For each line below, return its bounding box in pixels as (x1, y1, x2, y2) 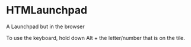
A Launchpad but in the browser (6, 23, 85, 30)
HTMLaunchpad (6, 4, 88, 17)
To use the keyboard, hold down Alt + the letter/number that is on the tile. (6, 34, 186, 41)
